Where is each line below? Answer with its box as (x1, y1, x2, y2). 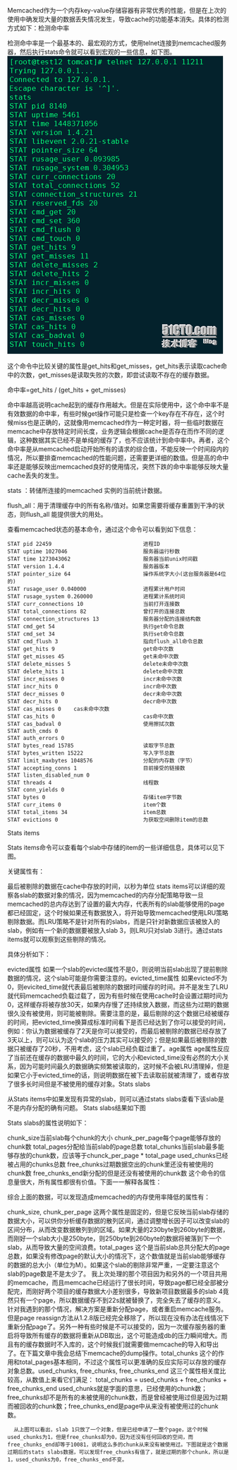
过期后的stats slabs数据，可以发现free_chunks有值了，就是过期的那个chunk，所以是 (7, 1449, 229, 1456)
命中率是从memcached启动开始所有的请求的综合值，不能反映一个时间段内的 (7, 445, 229, 453)
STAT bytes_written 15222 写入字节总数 (7, 750, 175, 757)
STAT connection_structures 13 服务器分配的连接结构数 (7, 616, 201, 623)
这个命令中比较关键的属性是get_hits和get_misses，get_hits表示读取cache (7, 362, 221, 370)
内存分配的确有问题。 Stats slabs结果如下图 (19, 1104, 146, 1112)
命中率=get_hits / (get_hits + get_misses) (7, 386, 126, 394)
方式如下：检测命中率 (7, 24, 69, 32)
